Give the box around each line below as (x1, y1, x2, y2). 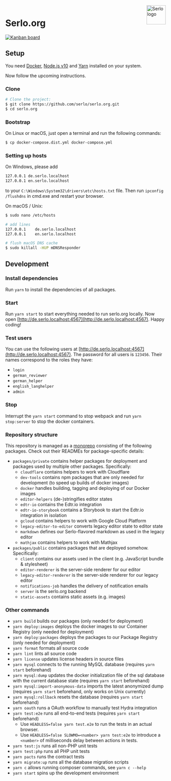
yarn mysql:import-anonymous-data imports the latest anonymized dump (12, 683, 164, 689)
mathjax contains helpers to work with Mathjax (20, 539, 118, 546)
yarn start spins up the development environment (12, 770, 119, 776)
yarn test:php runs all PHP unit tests (12, 748, 90, 754)
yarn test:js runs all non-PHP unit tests (12, 743, 98, 749)
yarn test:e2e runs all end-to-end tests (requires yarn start (12, 710, 140, 717)
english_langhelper (12, 384, 54, 389)
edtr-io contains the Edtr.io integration (20, 502, 102, 508)
